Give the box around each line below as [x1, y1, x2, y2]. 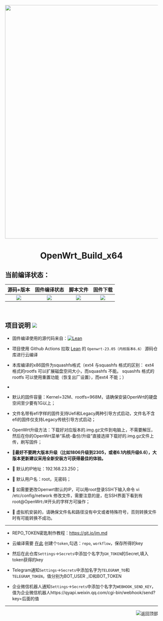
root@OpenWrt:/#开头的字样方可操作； [12, 498, 91, 504]
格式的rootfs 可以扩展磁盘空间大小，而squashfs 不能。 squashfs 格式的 [12, 368, 154, 374]
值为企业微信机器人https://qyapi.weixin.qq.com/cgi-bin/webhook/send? [12, 589, 156, 595]
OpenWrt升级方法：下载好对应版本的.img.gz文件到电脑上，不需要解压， [12, 427, 155, 433]
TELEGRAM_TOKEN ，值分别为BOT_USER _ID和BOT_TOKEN [12, 573, 122, 579]
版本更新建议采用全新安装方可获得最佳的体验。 [12, 455, 106, 461]
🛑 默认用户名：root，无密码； [12, 476, 71, 482]
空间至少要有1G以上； [12, 400, 56, 406]
